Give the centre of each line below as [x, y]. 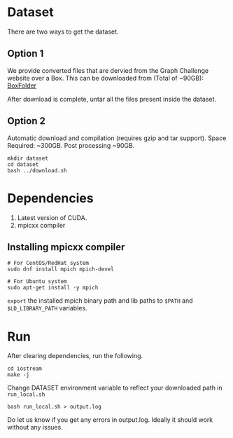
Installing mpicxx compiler [66, 247]
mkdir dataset [28, 158]
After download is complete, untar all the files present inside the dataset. [112, 99]
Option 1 [26, 54]
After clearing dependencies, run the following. [75, 356]
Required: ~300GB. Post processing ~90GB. [71, 145]
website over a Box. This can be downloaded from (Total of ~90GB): [106, 78]
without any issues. [35, 427]
